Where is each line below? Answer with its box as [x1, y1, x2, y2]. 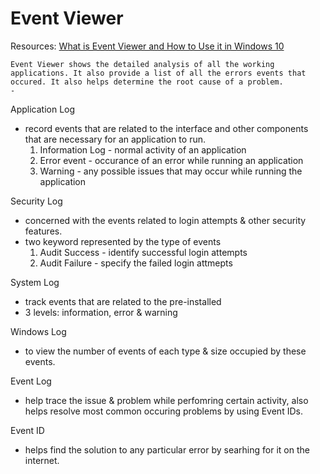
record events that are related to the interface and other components [24, 122, 309, 134]
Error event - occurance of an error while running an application [39, 154, 304, 166]
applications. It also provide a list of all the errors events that [10, 68, 307, 78]
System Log [10, 276, 60, 288]
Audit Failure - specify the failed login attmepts [39, 257, 233, 269]
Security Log [10, 195, 63, 207]
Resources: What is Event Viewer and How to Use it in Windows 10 [10, 40, 285, 52]
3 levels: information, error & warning [24, 306, 178, 318]
